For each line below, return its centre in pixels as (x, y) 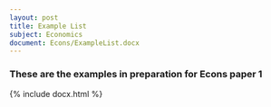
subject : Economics (46, 34)
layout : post (34, 18)
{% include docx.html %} (56, 94)
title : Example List (48, 26)
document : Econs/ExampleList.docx (75, 43)
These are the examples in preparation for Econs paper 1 (136, 75)
